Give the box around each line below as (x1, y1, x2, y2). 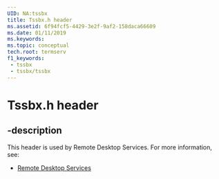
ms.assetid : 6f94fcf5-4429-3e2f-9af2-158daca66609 (7, 23, 156, 30)
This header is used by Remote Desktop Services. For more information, (7, 143, 213, 151)
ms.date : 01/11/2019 (7, 29, 67, 36)
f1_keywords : (7, 55, 45, 62)
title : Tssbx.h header (7, 17, 73, 23)
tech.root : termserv (7, 49, 67, 56)
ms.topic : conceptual (7, 42, 70, 49)
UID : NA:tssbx (7, 10, 48, 17)
